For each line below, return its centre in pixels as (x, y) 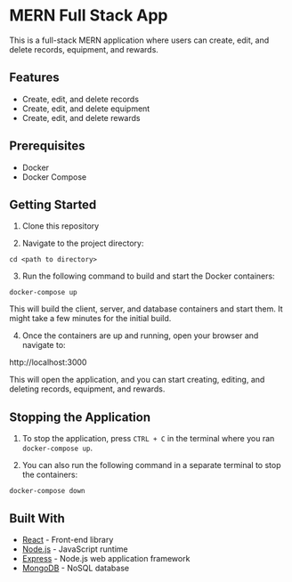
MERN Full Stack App (89, 16)
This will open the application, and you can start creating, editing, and (137, 380)
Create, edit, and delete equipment (86, 109)
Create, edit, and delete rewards (81, 117)
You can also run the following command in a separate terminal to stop (152, 465)
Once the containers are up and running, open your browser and (140, 335)
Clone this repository (61, 226)
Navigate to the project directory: (83, 243)
